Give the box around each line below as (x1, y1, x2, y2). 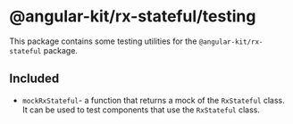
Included (9, 71, 60, 87)
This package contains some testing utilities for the (9, 36, 197, 46)
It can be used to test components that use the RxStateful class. (21, 104, 261, 115)
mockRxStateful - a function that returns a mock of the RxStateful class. (21, 95, 286, 105)
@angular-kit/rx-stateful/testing (9, 6, 256, 27)
